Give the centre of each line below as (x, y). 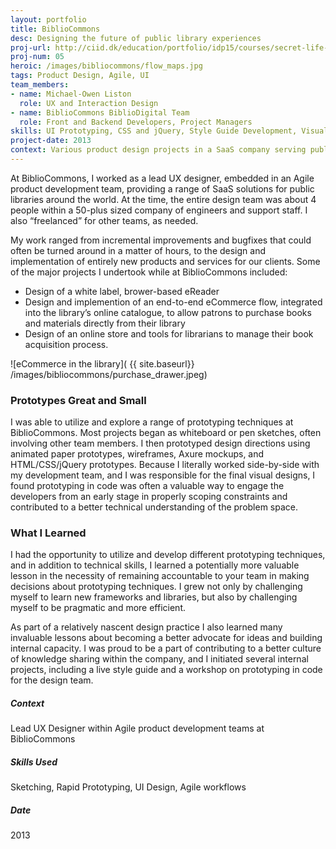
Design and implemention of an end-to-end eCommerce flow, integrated (173, 302)
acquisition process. (66, 344)
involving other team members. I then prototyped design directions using (160, 443)
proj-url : (31, 47)
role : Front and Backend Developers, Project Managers (136, 122)
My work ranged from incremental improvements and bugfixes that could (161, 240)
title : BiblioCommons (55, 29)
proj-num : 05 (37, 57)
